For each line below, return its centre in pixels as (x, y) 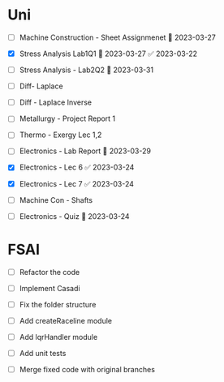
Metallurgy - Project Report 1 (67, 118)
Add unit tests (43, 353)
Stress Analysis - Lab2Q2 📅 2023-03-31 (86, 70)
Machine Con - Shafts (56, 200)
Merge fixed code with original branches (87, 369)
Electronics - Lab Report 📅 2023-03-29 (85, 151)
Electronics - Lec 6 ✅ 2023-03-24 (77, 167)
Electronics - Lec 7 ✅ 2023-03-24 (77, 183)
